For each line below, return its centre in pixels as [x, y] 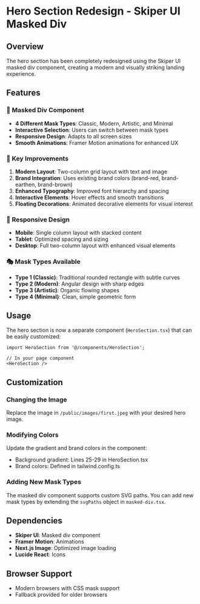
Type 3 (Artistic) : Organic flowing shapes [67, 290]
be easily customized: [34, 337]
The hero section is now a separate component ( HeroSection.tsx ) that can [99, 330]
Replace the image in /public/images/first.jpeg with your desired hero [96, 413]
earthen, [25, 184]
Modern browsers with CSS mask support [67, 588]
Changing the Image [37, 400]
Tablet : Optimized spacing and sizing [62, 239]
